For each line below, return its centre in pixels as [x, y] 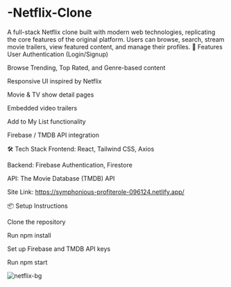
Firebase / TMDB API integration [53, 135]
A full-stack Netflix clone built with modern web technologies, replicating [111, 32]
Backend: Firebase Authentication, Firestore [70, 165]
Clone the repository [36, 222]
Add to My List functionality [46, 121]
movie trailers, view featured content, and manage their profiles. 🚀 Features [115, 47]
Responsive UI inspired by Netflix [54, 81]
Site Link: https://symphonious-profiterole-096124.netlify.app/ [96, 192]
